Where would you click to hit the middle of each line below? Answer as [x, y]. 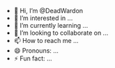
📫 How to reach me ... [46, 41]
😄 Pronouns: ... [36, 51]
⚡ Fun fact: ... [33, 58]
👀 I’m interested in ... [43, 18]
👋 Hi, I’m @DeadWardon [48, 11]
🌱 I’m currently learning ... [51, 25]
